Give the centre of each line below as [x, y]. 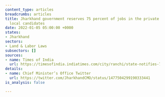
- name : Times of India [29, 60]
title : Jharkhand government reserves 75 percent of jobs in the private [82, 19]
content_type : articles [29, 10]
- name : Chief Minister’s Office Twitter [48, 73]
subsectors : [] [21, 50]
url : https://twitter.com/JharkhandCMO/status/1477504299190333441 [80, 78]
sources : [14, 55]
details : [14, 69]
